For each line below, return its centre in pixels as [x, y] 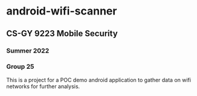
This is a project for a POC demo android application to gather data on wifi [99, 80]
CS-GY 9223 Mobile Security [62, 34]
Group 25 [20, 66]
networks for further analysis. [43, 86]
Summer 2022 [28, 51]
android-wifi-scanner [62, 11]
